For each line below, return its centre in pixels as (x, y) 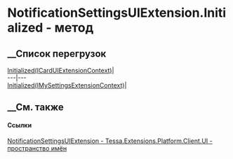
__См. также (36, 108)
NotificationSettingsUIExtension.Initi (117, 13)
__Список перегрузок (57, 54)
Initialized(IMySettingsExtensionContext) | (67, 85)
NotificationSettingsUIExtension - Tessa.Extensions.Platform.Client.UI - (110, 141)
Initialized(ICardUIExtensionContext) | (61, 70)
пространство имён (37, 148)
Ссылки (20, 125)
